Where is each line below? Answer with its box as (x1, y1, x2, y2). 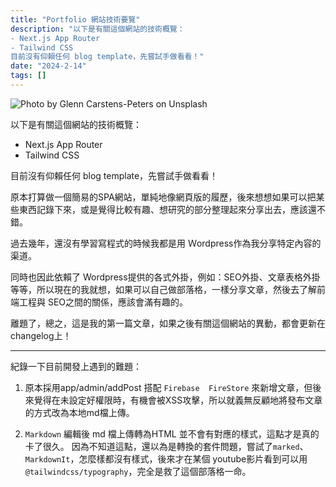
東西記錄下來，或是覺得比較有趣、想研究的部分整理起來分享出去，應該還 (18, 203, 317, 215)
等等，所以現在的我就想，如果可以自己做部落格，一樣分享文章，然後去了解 (10, 283, 317, 295)
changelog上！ (10, 329, 72, 341)
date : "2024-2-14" (10, 61, 87, 71)
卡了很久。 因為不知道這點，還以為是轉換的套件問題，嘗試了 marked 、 (24, 440, 309, 452)
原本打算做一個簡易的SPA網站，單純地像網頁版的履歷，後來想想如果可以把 (10, 191, 317, 203)
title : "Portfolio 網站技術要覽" (10, 14, 141, 25)
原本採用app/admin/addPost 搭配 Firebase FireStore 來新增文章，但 (24, 381, 313, 393)
